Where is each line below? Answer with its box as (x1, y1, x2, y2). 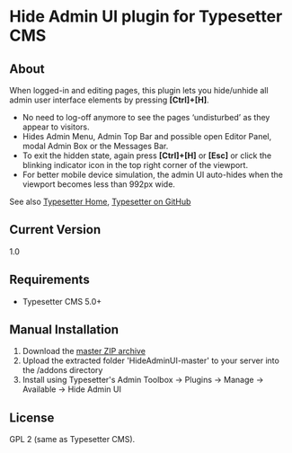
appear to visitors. (22, 121, 90, 132)
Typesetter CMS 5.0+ (22, 296, 102, 306)
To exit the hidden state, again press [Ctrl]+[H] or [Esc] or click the (22, 150, 272, 161)
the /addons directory (22, 365, 103, 376)
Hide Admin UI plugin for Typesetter (9, 6, 283, 27)
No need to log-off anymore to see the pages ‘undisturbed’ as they (22, 112, 270, 122)
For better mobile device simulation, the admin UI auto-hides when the (22, 169, 283, 180)
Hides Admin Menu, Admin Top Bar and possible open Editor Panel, (22, 131, 272, 141)
